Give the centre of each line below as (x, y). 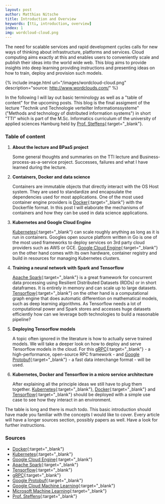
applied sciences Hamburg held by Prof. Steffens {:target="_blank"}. (74, 124)
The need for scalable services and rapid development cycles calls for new (82, 47)
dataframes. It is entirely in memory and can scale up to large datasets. (84, 288)
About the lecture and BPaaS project (50, 147)
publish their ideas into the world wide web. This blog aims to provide (76, 63)
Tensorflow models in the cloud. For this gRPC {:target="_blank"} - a (81, 349)
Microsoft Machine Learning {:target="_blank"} (60, 491)
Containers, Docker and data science (51, 177)
